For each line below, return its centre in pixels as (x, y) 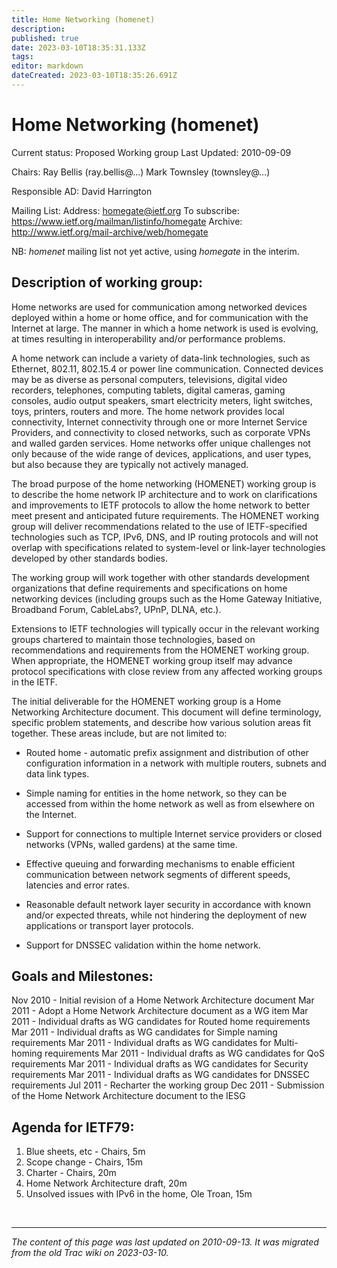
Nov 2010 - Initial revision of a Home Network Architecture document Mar (163, 1000)
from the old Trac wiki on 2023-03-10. (90, 1253)
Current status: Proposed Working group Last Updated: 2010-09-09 (151, 152)
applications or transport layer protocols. (109, 925)
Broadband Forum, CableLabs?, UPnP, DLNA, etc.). (116, 609)
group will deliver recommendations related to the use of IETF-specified (159, 526)
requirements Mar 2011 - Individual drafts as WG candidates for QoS (184, 1053)
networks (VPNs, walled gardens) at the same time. (131, 844)
